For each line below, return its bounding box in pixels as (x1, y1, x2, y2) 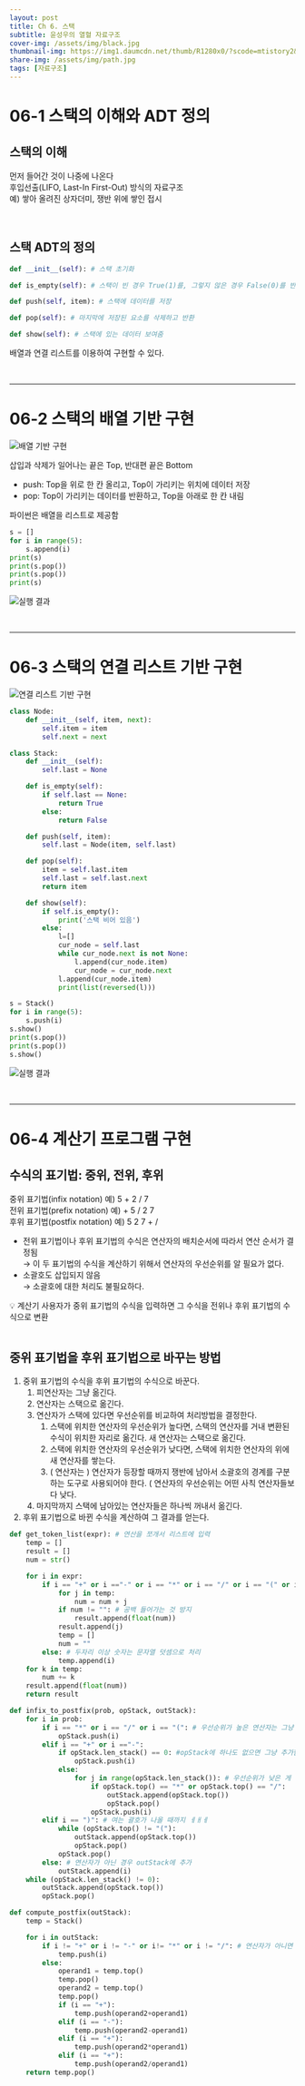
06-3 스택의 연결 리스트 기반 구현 (9, 657, 243, 678)
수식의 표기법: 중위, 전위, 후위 (9, 1168, 164, 1183)
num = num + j (74, 1597, 128, 1606)
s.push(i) (25, 1016, 64, 1025)
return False (57, 816, 107, 825)
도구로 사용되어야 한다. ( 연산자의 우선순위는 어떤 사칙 (66, 1478, 257, 1489)
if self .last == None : (42, 790, 128, 799)
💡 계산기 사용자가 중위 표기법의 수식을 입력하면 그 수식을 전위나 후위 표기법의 (9, 1299, 281, 1311)
